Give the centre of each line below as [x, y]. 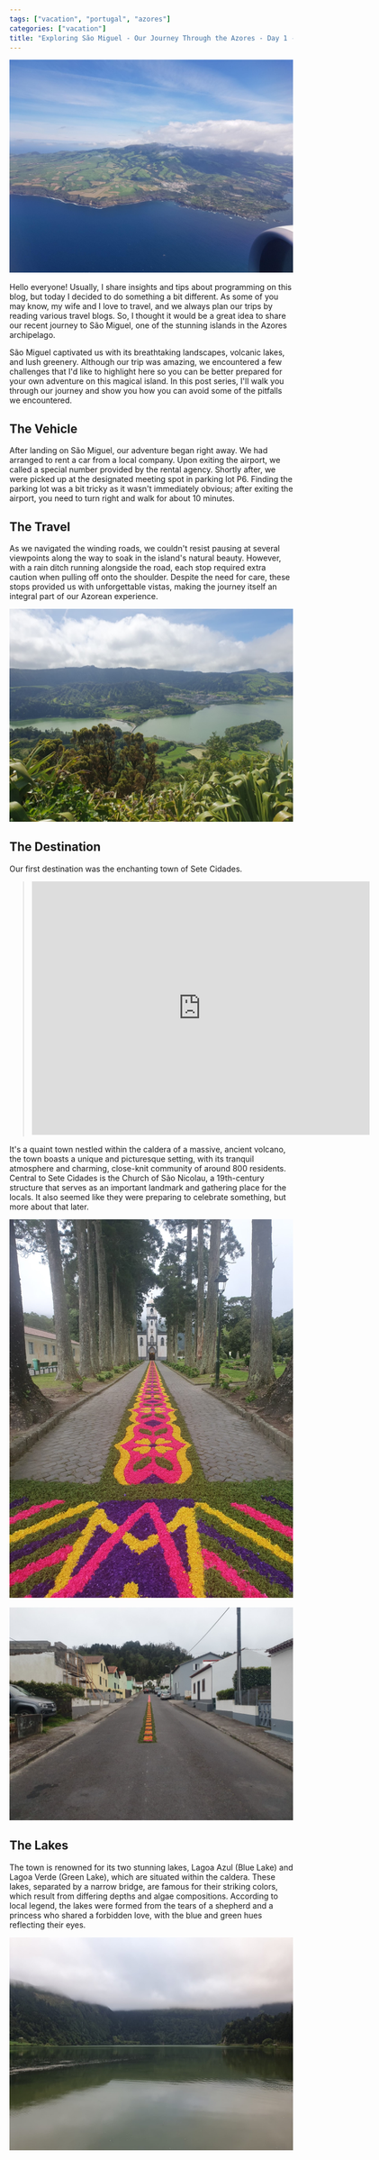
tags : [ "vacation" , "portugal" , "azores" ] [90, 19]
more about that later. [49, 1207]
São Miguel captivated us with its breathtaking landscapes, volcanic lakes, [147, 352]
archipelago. [32, 335]
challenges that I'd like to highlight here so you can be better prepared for [146, 372]
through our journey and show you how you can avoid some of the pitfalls [146, 391]
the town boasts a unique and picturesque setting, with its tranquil [132, 1159]
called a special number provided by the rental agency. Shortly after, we [143, 469]
